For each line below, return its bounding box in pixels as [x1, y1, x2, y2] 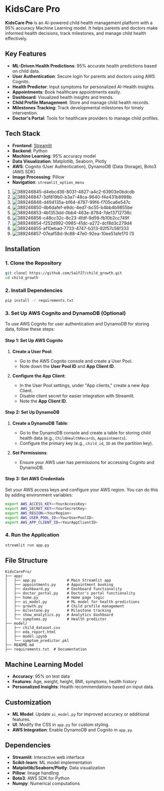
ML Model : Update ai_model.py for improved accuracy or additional [12, 711, 150, 717]
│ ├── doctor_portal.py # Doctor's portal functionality [5, 591, 135, 596]
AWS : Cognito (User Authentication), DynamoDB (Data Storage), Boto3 [12, 164, 157, 169]
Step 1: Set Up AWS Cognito [5, 337, 63, 343]
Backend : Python [12, 148, 48, 154]
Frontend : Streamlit [12, 142, 52, 148]
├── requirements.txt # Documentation [5, 647, 87, 652]
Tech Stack [5, 130, 40, 138]
